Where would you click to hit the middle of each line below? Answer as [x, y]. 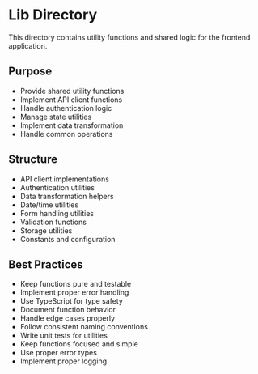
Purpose [30, 72]
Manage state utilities [56, 117]
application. [28, 45]
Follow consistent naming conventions [84, 327]
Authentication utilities [57, 187]
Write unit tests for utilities [63, 336]
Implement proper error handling [74, 292]
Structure [33, 159]
